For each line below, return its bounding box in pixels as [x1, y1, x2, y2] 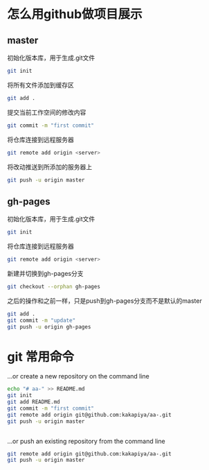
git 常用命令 [7, 349, 75, 365]
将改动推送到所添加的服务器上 [7, 162, 92, 171]
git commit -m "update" [7, 317, 76, 324]
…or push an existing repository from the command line [7, 437, 165, 445]
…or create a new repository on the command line [7, 372, 150, 381]
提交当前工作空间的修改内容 [7, 108, 87, 116]
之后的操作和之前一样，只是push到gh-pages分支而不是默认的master [7, 296, 202, 305]
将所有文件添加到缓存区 [7, 80, 74, 89]
